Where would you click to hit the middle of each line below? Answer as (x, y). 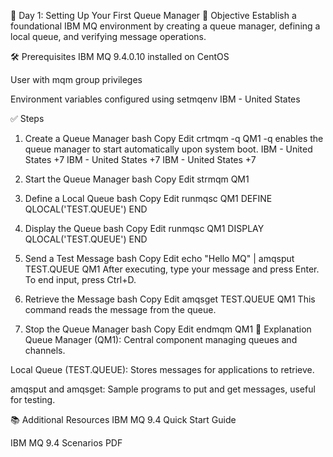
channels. (45, 350)
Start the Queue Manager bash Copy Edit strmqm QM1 (137, 179)
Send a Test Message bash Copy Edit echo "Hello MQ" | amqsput (159, 258)
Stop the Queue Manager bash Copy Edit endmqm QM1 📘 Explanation (168, 329)
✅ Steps (27, 118)
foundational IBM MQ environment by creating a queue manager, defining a (165, 26)
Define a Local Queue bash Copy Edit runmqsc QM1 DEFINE (148, 198)
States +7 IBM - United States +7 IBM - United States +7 (140, 159)
